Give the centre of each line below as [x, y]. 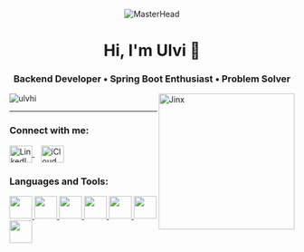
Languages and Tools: [59, 181]
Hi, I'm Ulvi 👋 [152, 51]
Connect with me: [49, 131]
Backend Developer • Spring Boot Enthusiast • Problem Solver [152, 79]
